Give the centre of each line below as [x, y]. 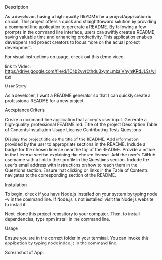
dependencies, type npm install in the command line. [58, 219]
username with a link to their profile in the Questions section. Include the [77, 160]
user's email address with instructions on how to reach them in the [71, 165]
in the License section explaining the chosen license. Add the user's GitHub [80, 155]
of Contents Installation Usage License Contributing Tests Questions [73, 130]
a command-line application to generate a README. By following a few [75, 27]
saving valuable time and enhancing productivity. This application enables [79, 37]
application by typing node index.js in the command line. [61, 243]
